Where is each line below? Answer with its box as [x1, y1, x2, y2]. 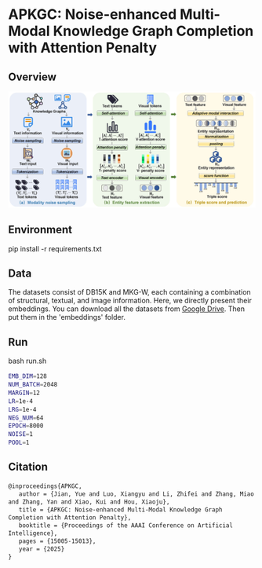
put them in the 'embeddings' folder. [8, 313, 126, 322]
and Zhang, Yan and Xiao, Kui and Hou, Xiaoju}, [8, 497, 170, 506]
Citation [8, 460, 49, 474]
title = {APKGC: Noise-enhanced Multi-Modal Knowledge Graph [18, 505, 223, 514]
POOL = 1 [8, 438, 30, 447]
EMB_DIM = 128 [8, 372, 47, 380]
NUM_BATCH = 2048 [8, 381, 58, 389]
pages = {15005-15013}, [18, 537, 96, 545]
